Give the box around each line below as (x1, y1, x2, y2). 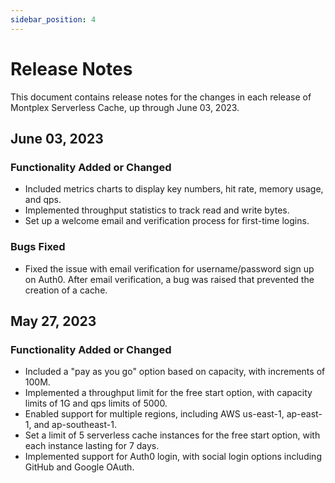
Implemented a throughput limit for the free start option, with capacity (24, 387, 313, 399)
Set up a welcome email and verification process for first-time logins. (24, 215, 310, 227)
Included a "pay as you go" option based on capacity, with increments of (24, 366, 326, 378)
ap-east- (286, 408, 323, 420)
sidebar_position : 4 (10, 14, 97, 25)
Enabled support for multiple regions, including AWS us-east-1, (24, 408, 285, 420)
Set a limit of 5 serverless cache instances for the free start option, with (24, 429, 321, 441)
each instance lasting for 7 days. (24, 440, 160, 452)
